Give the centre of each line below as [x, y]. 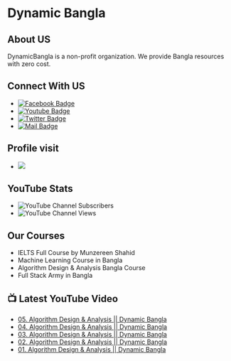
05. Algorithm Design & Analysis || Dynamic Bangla [92, 319]
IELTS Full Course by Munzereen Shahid [76, 253]
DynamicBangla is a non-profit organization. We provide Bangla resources [116, 56]
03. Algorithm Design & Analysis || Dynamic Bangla [92, 335]
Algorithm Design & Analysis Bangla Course [81, 268]
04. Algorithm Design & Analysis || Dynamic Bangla [92, 327]
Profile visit [33, 148]
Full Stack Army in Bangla [55, 276]
